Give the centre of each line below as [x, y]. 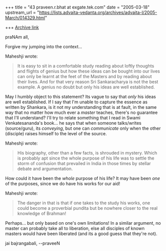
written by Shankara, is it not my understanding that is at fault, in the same [81, 107]
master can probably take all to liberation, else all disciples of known [75, 228]
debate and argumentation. [45, 169]
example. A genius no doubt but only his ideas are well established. [86, 87]
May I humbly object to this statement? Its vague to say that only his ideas [81, 97]
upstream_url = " [22, 12]
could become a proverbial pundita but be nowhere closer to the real [87, 208]
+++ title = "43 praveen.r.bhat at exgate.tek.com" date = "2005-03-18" [78, 7]
